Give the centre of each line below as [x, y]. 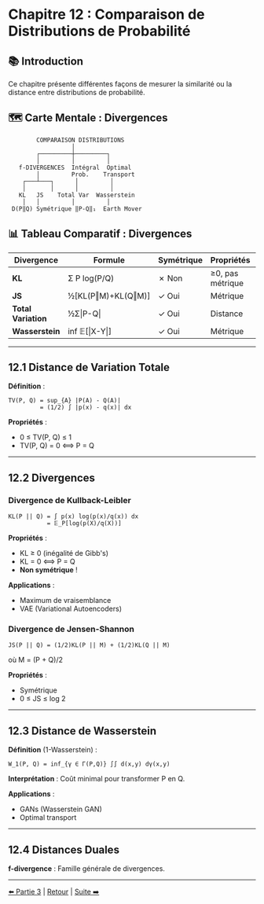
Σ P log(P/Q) [91, 278]
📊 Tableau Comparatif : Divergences [100, 234]
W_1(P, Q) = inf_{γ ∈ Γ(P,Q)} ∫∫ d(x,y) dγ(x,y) [89, 764]
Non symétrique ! [49, 570]
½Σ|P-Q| [84, 314]
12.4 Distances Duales [64, 849]
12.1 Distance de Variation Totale [89, 367]
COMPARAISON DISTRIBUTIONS [81, 140]
